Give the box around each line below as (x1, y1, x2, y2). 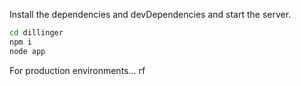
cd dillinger (9, 28, 64, 38)
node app (9, 46, 46, 56)
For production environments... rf (9, 64, 146, 76)
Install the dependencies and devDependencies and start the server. (9, 9, 292, 20)
